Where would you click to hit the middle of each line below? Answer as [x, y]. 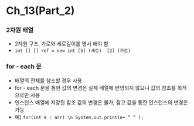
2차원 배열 [20, 30]
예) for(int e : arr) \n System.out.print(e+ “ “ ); [79, 117]
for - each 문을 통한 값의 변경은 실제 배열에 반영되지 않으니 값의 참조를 [95, 87]
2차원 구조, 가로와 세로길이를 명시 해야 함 [61, 44]
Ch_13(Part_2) [40, 11]
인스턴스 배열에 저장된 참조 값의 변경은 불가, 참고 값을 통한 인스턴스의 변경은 [101, 102]
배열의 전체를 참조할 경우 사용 [48, 80]
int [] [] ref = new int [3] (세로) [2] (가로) [72, 51]
